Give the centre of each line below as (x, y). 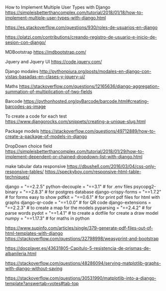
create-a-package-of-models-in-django (46, 136)
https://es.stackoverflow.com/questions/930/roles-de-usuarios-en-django (82, 27)
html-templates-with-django (34, 233)
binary (12, 192)
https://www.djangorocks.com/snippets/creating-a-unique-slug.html (75, 121)
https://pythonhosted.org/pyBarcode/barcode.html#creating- (86, 101)
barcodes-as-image (26, 106)
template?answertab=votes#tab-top (42, 283)
